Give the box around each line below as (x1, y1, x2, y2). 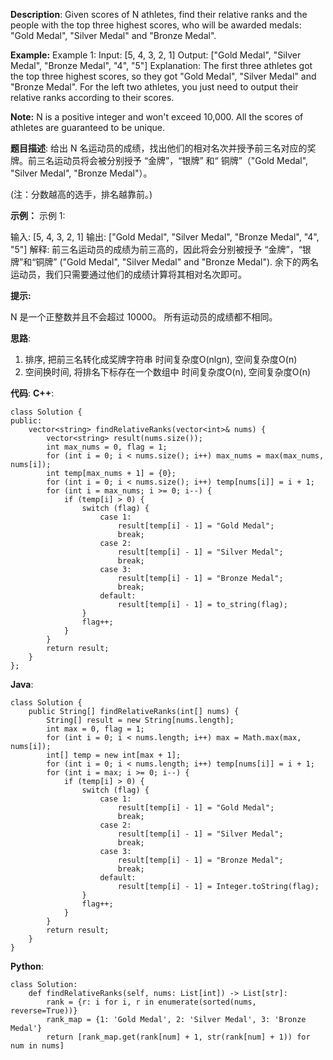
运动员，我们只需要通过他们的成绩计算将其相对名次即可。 (10, 269, 247, 280)
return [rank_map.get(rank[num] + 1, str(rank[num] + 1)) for (46, 1032, 311, 1042)
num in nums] (10, 1041, 65, 1051)
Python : (10, 960, 44, 972)
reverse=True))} (10, 1006, 78, 1016)
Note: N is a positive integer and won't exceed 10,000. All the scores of (10, 111, 304, 123)
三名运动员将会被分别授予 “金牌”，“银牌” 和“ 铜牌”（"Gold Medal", (36, 155, 309, 166)
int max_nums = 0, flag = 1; (46, 442, 168, 452)
